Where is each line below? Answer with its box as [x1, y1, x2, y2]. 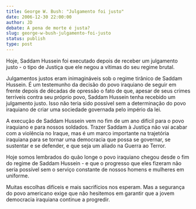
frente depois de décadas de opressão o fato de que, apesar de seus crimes [6, 87, 191, 94]
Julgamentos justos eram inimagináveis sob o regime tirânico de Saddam [6, 74, 183, 82]
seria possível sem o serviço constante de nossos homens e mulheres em [6, 166, 184, 173]
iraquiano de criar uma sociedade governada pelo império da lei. [6, 106, 162, 113]
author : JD [6, 19, 33, 25]
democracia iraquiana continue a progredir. [6, 196, 110, 203]
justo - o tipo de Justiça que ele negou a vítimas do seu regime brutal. [6, 63, 175, 70]
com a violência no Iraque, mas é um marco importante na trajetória [6, 129, 170, 136]
